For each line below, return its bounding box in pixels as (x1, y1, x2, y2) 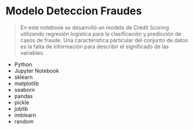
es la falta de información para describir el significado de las (20, 43, 170, 50)
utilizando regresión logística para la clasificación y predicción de (20, 30, 181, 37)
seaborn (14, 86, 35, 93)
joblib (14, 105, 28, 112)
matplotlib (14, 79, 39, 87)
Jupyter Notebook (14, 67, 59, 74)
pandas (14, 92, 33, 100)
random (14, 117, 34, 125)
